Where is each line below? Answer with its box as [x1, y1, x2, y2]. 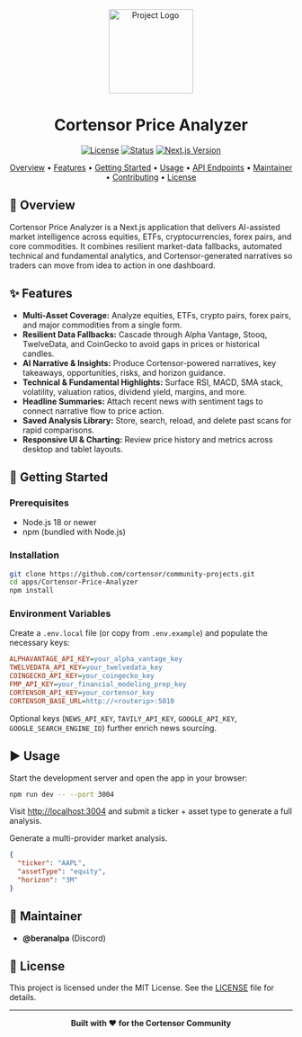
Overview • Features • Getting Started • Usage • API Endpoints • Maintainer [9, 162, 293, 173]
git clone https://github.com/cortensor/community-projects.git [9, 569, 255, 578]
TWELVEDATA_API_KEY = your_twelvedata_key [9, 663, 164, 673]
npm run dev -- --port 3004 [9, 790, 115, 799]
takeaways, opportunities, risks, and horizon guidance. [22, 367, 226, 378]
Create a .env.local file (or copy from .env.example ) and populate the [9, 628, 268, 639]
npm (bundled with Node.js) [22, 526, 126, 538]
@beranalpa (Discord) [22, 933, 106, 943]
